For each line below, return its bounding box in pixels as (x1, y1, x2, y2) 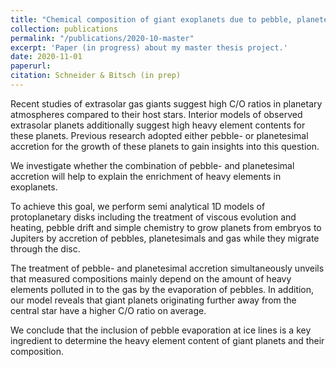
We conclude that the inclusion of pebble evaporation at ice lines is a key (10, 324, 312, 336)
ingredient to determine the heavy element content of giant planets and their (10, 334, 325, 346)
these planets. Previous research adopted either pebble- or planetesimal (10, 129, 309, 141)
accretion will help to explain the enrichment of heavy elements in (10, 170, 282, 182)
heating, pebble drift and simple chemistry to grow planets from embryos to (10, 221, 322, 233)
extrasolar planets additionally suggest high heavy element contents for (10, 119, 306, 131)
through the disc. (10, 242, 81, 255)
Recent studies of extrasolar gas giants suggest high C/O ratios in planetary (10, 97, 323, 110)
